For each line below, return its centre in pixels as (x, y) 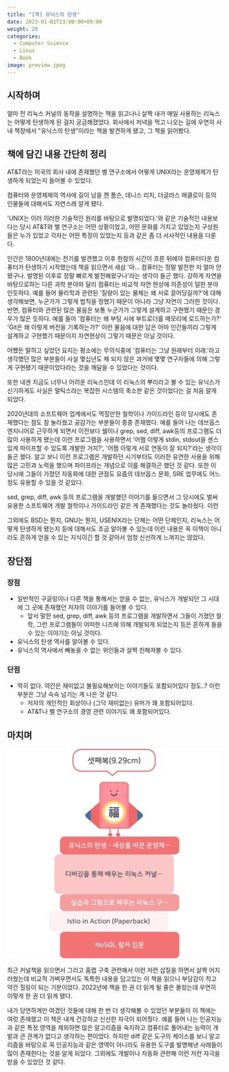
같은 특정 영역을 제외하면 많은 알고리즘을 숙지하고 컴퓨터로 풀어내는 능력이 (113, 1027)
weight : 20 (23, 29)
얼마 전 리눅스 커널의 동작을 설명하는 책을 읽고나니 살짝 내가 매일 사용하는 (105, 113)
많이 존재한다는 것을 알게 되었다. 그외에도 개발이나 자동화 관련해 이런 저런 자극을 (114, 1053)
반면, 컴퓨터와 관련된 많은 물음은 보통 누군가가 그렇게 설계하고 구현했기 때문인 (110, 310)
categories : (24, 36)
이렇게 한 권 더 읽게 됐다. (40, 996)
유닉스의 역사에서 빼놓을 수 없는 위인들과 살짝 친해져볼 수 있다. (100, 650)
